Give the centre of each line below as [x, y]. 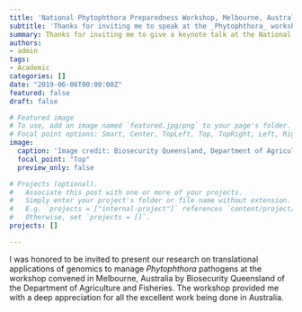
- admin [24, 51]
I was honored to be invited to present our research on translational [134, 259]
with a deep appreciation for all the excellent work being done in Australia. [147, 297]
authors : [26, 43]
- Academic [30, 68]
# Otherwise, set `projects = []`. [80, 218]
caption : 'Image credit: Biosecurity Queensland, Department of [140, 151]
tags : [19, 59]
